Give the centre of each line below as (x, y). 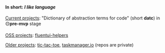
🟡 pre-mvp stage (23, 24)
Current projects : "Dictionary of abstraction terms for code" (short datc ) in (83, 18)
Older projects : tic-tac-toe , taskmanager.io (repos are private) (69, 45)
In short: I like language (31, 7)
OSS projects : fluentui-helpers (37, 35)
